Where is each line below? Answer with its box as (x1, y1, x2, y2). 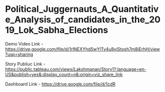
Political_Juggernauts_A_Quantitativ (5, 3, 159, 15)
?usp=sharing (5, 51, 33, 57)
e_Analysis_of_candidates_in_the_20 (5, 14, 161, 25)
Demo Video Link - (5, 41, 44, 46)
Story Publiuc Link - (5, 61, 46, 67)
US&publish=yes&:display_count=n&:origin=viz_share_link (5, 71, 123, 77)
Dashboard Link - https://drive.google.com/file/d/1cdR (5, 81, 115, 87)
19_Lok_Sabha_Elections (5, 25, 108, 36)
